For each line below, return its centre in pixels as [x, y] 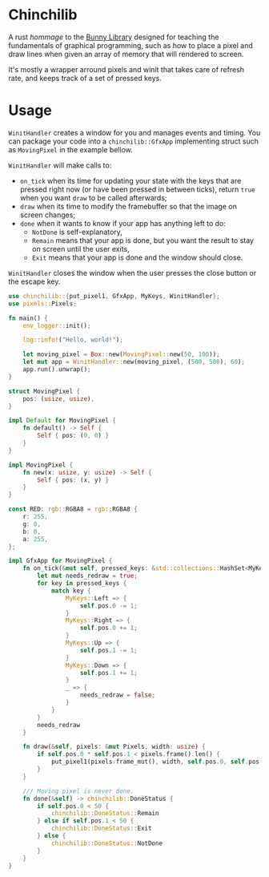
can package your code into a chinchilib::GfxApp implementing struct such [133, 141]
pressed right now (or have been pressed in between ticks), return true [137, 189]
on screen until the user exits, [80, 249]
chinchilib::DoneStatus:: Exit [101, 829]
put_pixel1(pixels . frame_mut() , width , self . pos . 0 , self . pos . [157, 762]
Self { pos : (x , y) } [73, 480]
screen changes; [48, 215]
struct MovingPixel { [44, 391]
